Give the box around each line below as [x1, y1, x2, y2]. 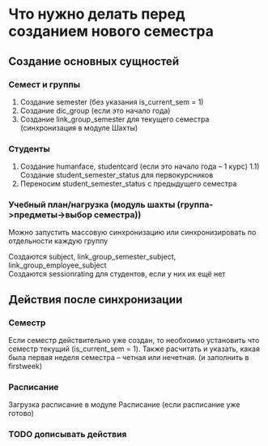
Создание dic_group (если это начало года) [19, 105, 171, 115]
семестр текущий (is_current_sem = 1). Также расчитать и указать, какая [8, 344, 261, 354]
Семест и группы [8, 79, 81, 90]
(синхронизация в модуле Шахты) [19, 122, 138, 132]
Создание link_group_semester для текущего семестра [19, 114, 210, 124]
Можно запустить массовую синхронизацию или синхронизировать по [8, 228, 257, 238]
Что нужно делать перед [8, 5, 185, 24]
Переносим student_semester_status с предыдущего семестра [19, 179, 237, 189]
